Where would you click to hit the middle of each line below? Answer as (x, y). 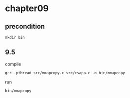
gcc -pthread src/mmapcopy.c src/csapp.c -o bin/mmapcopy (65, 73)
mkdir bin (15, 37)
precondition (25, 26)
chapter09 (27, 8)
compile (13, 64)
